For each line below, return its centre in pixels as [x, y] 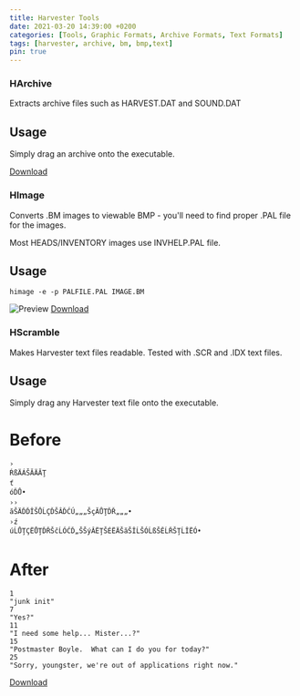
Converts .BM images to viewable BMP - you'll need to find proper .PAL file [150, 215]
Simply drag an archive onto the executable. [92, 154]
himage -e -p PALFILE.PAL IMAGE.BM [77, 292]
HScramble [35, 333]
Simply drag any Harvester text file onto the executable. [114, 403]
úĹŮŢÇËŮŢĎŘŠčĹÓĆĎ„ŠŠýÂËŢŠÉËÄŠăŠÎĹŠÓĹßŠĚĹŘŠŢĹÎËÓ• [106, 531]
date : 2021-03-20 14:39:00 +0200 [73, 26]
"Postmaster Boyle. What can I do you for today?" [109, 650]
